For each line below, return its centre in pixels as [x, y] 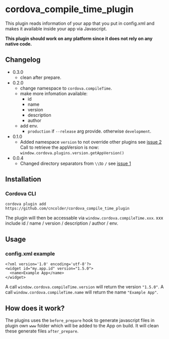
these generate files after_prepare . [42, 331]
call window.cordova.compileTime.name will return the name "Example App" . [82, 292]
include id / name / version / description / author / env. [62, 223]
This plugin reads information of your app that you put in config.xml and [80, 23]
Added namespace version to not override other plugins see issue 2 [91, 142]
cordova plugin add [26, 204]
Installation [23, 179]
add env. [29, 125]
